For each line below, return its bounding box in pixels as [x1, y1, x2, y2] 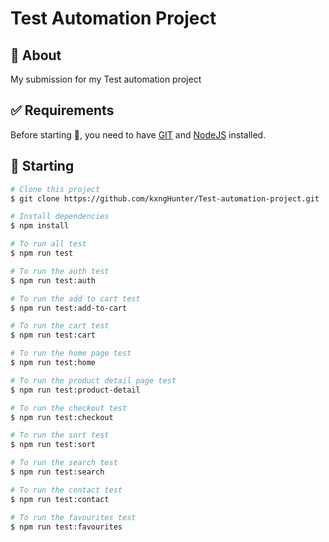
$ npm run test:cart [10, 330, 97, 341]
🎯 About [10, 47, 62, 64]
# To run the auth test [10, 266, 110, 276]
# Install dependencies [10, 212, 110, 222]
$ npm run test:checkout [10, 412, 114, 422]
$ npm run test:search [10, 467, 105, 477]
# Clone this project [10, 184, 101, 194]
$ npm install [10, 221, 70, 231]
